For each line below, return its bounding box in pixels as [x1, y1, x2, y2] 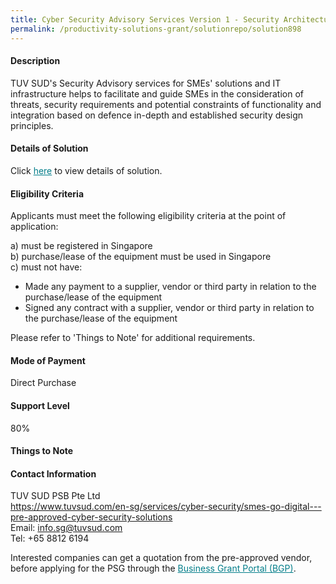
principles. [10, 119, 54, 131]
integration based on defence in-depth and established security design [10, 109, 304, 121]
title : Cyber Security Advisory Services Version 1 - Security [10, 14, 280, 25]
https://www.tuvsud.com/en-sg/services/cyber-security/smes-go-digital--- [10, 501, 322, 513]
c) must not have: [10, 261, 83, 273]
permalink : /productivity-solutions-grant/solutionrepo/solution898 [10, 24, 302, 34]
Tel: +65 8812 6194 [10, 532, 90, 545]
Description [10, 55, 61, 67]
